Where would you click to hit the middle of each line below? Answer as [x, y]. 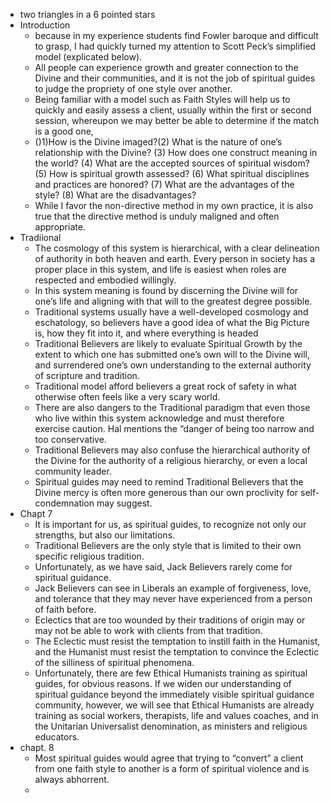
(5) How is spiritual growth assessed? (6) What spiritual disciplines [172, 173]
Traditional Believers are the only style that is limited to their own [168, 545]
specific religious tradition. [89, 556]
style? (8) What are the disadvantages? [115, 195]
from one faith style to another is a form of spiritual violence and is [172, 768]
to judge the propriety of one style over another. [133, 88]
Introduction [45, 25]
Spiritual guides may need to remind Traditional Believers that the [169, 482]
